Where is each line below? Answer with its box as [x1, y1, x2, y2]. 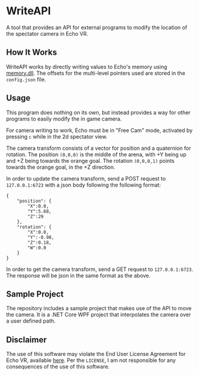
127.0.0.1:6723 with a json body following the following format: [6, 181, 162, 188]
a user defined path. [6, 317, 56, 324]
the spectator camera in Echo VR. [6, 30, 89, 37]
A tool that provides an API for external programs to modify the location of [6, 24, 188, 31]
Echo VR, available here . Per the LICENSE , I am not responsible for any [6, 357, 176, 364]
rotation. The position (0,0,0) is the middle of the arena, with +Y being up [6, 150, 187, 158]
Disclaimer [6, 335, 47, 345]
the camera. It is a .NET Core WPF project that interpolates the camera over [6, 311, 191, 319]
